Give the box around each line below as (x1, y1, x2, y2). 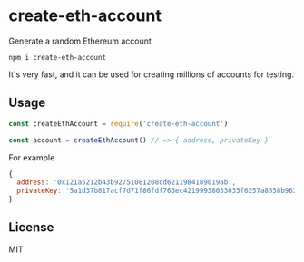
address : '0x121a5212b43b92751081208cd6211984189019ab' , (16, 178, 237, 187)
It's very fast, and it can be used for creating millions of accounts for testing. (8, 69, 295, 80)
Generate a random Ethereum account (8, 35, 152, 46)
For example (8, 151, 55, 163)
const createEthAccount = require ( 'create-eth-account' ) (8, 119, 229, 128)
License (8, 219, 54, 236)
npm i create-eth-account (8, 53, 106, 62)
